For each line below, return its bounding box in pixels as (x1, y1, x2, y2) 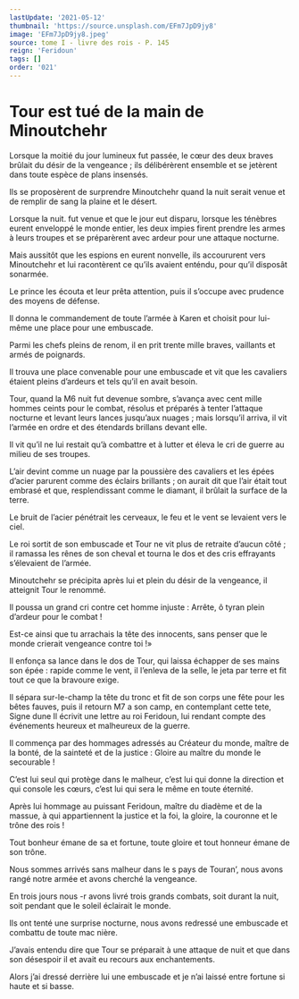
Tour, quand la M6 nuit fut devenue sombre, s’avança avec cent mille (9, 393, 262, 403)
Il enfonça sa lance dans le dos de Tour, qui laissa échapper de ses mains (9, 655, 280, 666)
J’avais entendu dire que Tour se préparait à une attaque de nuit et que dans (9, 944, 290, 955)
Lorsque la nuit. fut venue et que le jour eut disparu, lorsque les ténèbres (9, 213, 278, 224)
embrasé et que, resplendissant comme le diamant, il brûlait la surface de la (9, 485, 288, 495)
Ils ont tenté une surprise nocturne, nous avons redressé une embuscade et (9, 918, 288, 928)
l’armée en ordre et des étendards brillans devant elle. (9, 421, 208, 432)
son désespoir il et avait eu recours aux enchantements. (9, 953, 216, 964)
